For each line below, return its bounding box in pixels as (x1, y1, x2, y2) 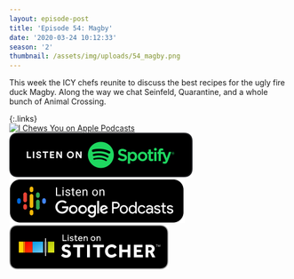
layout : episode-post (9, 14, 90, 23)
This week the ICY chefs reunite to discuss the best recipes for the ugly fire (9, 77, 286, 88)
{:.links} (9, 114, 38, 124)
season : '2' (9, 43, 53, 52)
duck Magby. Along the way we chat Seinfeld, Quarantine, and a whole (9, 87, 268, 98)
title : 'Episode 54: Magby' (9, 23, 114, 33)
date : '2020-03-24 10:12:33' (9, 33, 117, 42)
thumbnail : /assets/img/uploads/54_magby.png (9, 52, 180, 61)
